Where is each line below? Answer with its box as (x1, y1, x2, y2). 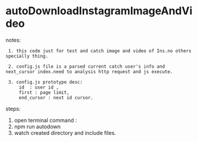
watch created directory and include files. (14, 129, 116, 136)
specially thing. (5, 53, 49, 59)
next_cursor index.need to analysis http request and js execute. (5, 68, 173, 75)
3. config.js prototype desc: (8, 79, 83, 85)
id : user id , (18, 84, 59, 90)
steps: (5, 105, 21, 112)
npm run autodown (14, 123, 61, 130)
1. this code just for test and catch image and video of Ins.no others (8, 48, 192, 54)
